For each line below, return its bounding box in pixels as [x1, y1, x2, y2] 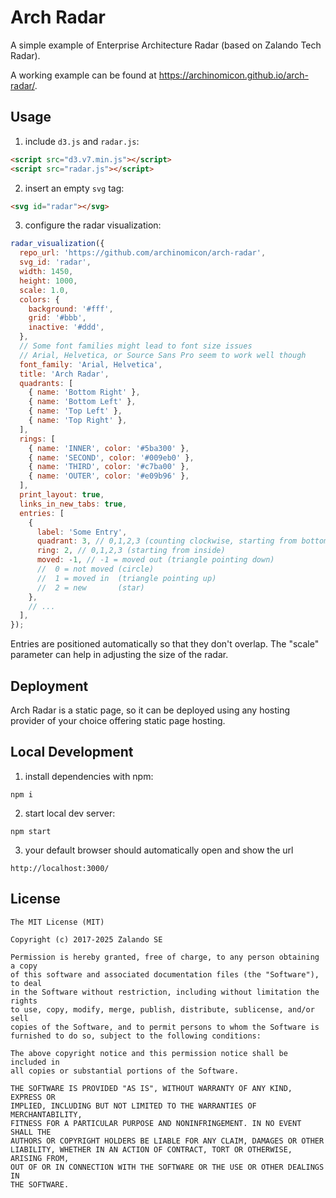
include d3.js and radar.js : [24, 135, 140, 147]
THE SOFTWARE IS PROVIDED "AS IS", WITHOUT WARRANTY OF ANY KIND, [10, 1083, 293, 1093]
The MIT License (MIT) [10, 917, 105, 927]
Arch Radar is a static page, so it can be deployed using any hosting [10, 704, 291, 716]
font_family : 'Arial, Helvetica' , [19, 359, 163, 370]
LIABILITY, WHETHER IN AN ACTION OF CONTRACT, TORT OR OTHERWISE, [10, 1144, 293, 1155]
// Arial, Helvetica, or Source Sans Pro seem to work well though [19, 350, 307, 360]
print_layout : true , [19, 490, 105, 500]
